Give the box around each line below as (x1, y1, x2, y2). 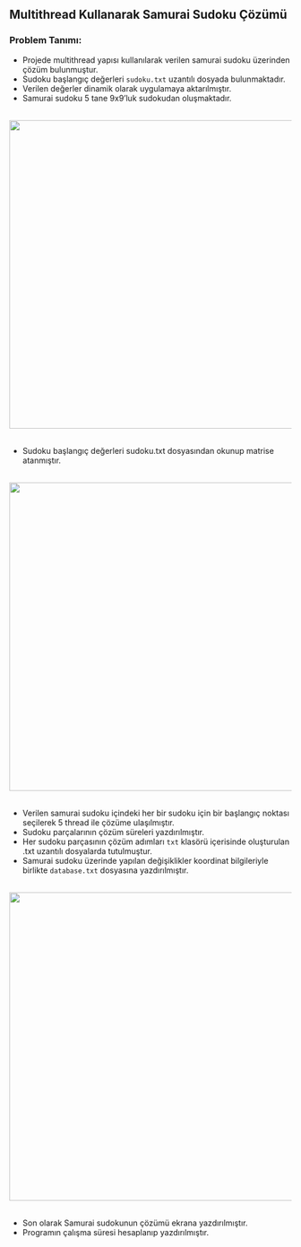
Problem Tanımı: (9, 34, 82, 47)
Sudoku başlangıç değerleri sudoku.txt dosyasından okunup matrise (21, 445, 275, 456)
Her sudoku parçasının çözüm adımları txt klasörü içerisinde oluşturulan (21, 836, 289, 847)
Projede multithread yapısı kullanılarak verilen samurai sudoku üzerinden (21, 54, 290, 65)
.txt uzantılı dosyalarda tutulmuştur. (21, 845, 152, 856)
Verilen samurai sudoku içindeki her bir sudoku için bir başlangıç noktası (21, 807, 289, 818)
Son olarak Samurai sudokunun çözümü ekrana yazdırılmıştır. (21, 1217, 248, 1228)
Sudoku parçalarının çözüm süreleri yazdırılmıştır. (21, 826, 204, 837)
